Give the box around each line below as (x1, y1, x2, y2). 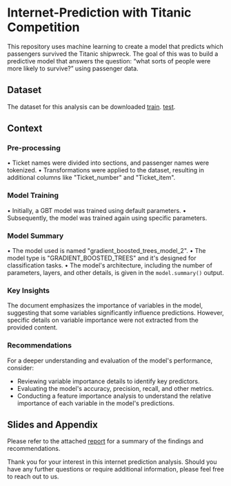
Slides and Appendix (7, 419, 98, 431)
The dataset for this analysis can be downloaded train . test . (7, 102, 176, 111)
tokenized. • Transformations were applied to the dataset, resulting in (7, 166, 205, 174)
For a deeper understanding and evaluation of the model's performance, (7, 356, 212, 365)
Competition (7, 19, 81, 35)
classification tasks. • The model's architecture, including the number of (7, 261, 212, 270)
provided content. (7, 323, 58, 332)
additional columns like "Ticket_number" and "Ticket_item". (7, 174, 176, 182)
